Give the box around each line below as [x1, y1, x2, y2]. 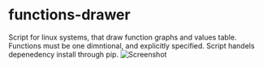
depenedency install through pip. [8, 49, 119, 59]
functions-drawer [8, 6, 131, 24]
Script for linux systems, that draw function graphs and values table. [8, 32, 237, 42]
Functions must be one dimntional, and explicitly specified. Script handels [8, 40, 255, 50]
